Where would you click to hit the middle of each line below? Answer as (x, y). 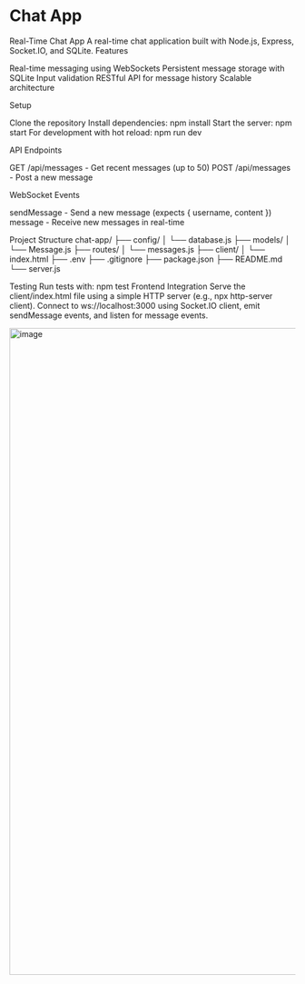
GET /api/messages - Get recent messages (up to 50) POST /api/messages (150, 167)
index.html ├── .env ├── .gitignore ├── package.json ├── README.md (146, 259)
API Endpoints (36, 150)
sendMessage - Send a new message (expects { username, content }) (141, 212)
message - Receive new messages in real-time (97, 222)
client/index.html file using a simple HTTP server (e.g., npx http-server (141, 295)
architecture (32, 87)
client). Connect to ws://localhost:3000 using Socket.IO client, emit (135, 305)
